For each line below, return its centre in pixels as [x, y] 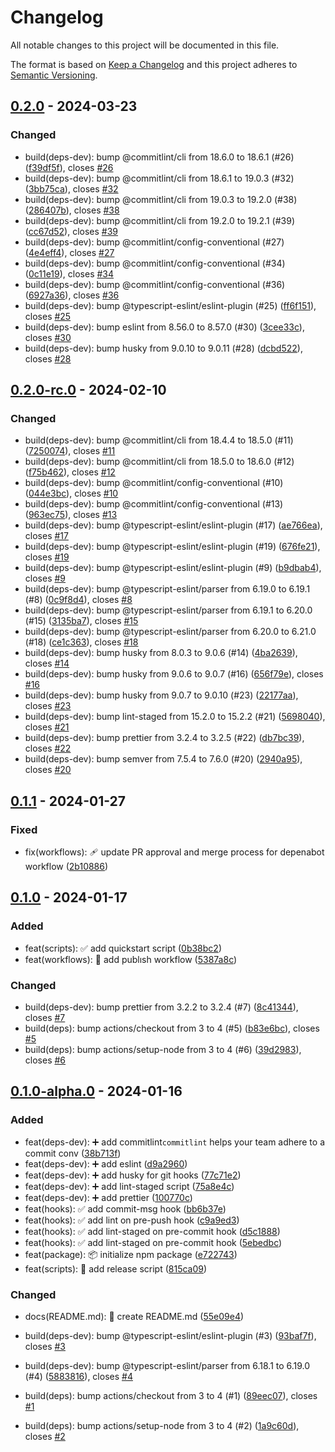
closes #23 [48, 706]
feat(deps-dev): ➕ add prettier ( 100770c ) [108, 1197]
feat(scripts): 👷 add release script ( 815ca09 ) [116, 1268]
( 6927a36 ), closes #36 [72, 295]
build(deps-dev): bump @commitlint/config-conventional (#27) [154, 242]
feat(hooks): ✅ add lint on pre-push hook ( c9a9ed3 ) [132, 1220]
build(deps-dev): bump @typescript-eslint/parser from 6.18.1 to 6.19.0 [167, 1365]
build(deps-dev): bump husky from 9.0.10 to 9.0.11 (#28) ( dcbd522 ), [163, 348]
